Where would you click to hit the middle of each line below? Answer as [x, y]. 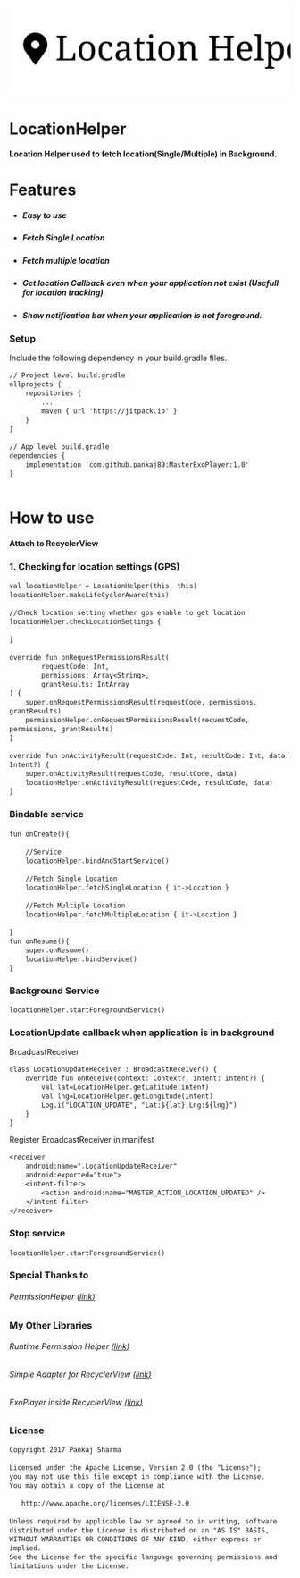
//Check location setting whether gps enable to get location [127, 613]
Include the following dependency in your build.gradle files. [118, 358]
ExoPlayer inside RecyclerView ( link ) [76, 1402]
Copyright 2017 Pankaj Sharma [66, 1450]
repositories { [54, 393]
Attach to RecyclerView [54, 544]
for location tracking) [63, 292]
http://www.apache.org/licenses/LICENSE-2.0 [105, 1504]
